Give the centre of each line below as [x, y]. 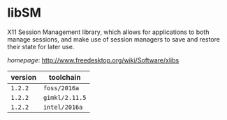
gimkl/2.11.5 [65, 97]
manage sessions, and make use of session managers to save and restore [113, 39]
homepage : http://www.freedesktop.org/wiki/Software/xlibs [93, 60]
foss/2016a [61, 88]
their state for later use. [41, 46]
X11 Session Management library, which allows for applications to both [108, 32]
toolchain [65, 77]
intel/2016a [63, 107]
